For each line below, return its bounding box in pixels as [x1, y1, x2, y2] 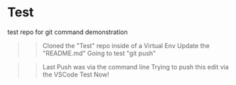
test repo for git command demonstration [7, 28, 128, 36]
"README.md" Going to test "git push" [42, 49, 156, 57]
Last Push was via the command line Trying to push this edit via [42, 62, 229, 71]
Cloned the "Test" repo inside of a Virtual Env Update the [42, 41, 210, 50]
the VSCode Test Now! [42, 70, 109, 79]
